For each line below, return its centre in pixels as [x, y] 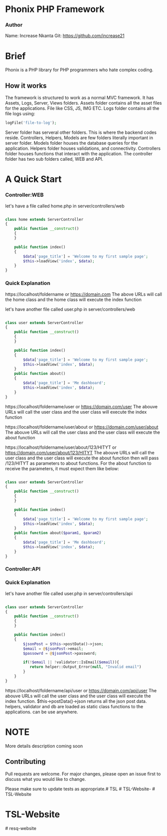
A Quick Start [33, 179]
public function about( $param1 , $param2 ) [58, 533]
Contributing [25, 762]
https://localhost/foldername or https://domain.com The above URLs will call [83, 294]
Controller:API [23, 569]
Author [14, 25]
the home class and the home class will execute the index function [74, 300]
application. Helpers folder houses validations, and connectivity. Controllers [83, 148]
